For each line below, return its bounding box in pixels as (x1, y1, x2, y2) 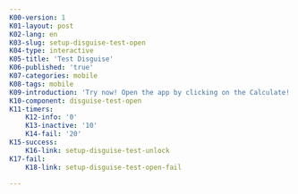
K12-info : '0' (25, 113, 78, 122)
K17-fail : (9, 154, 47, 164)
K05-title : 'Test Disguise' (9, 55, 115, 63)
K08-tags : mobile (9, 80, 74, 89)
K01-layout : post (9, 21, 74, 30)
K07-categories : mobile (9, 72, 98, 80)
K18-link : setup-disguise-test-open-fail (25, 163, 182, 172)
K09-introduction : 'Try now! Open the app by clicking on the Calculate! (9, 88, 291, 97)
